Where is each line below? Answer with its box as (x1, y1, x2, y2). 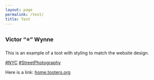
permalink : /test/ (5, 12, 44, 17)
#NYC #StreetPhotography (5, 59, 61, 65)
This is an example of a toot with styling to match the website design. (5, 50, 149, 56)
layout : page (5, 7, 33, 12)
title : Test (5, 16, 30, 21)
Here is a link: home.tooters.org (5, 69, 71, 75)
